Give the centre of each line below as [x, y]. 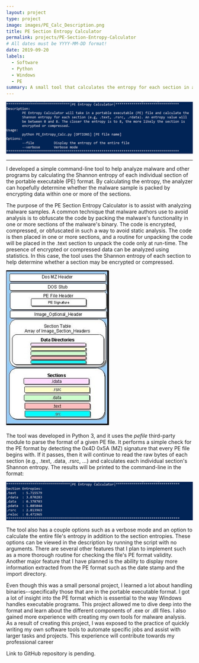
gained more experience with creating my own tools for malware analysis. [96, 617]
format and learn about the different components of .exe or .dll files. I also [96, 610]
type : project [24, 19]
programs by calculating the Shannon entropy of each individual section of [97, 175]
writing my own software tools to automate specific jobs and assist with [93, 629]
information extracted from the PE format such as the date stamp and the [95, 567]
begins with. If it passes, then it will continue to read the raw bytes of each [97, 454]
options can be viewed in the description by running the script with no [92, 542]
